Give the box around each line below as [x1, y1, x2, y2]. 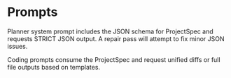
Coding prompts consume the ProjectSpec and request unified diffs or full [7, 55, 220, 63]
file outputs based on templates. [7, 63, 100, 71]
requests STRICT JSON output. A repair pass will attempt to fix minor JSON [7, 34, 225, 42]
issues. [7, 42, 28, 50]
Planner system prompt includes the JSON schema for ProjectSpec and [7, 27, 213, 36]
